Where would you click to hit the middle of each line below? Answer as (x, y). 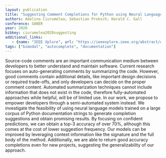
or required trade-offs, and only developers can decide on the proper (76, 82)
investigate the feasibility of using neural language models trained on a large (83, 108)
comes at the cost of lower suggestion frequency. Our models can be (76, 129)
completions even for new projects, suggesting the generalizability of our (80, 145)
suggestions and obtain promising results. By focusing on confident (74, 118)
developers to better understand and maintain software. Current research (80, 66)
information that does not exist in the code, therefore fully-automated (76, 92)
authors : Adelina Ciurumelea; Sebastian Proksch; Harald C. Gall (74, 19)
